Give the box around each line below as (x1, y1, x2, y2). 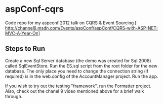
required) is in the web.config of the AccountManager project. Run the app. (5, 73, 159, 79)
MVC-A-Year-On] (5, 30, 41, 36)
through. (5, 93, 23, 99)
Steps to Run (5, 44, 45, 53)
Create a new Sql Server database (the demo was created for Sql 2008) (5, 58, 152, 64)
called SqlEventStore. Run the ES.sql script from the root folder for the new (5, 63, 158, 69)
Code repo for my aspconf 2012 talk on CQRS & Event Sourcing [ (5, 20, 137, 26)
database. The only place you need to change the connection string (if (5, 68, 149, 74)
